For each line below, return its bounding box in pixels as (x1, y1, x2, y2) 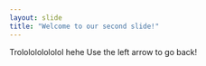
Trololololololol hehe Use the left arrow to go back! (9, 46, 198, 57)
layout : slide (9, 13, 63, 23)
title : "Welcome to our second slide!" (9, 22, 160, 31)
